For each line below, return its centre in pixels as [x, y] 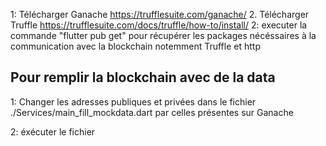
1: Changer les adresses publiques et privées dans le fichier [133, 101]
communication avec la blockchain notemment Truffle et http [135, 46]
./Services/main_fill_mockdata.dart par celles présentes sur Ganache [152, 112]
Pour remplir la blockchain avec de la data [143, 77]
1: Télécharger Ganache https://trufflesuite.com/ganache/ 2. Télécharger [160, 14]
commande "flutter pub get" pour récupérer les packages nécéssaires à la [163, 35]
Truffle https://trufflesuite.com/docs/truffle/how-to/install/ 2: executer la [159, 25]
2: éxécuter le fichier [53, 131]
